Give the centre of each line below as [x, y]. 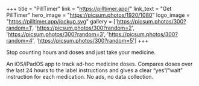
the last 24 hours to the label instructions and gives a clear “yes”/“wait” [94, 70]
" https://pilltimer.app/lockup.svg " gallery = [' [62, 21]
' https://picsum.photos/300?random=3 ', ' [58, 34]
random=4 [19, 41]
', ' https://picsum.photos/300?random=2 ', [83, 28]
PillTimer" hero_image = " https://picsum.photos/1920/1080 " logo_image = [98, 15]
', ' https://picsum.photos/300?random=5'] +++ [90, 41]
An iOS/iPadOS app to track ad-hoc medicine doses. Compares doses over [99, 64]
